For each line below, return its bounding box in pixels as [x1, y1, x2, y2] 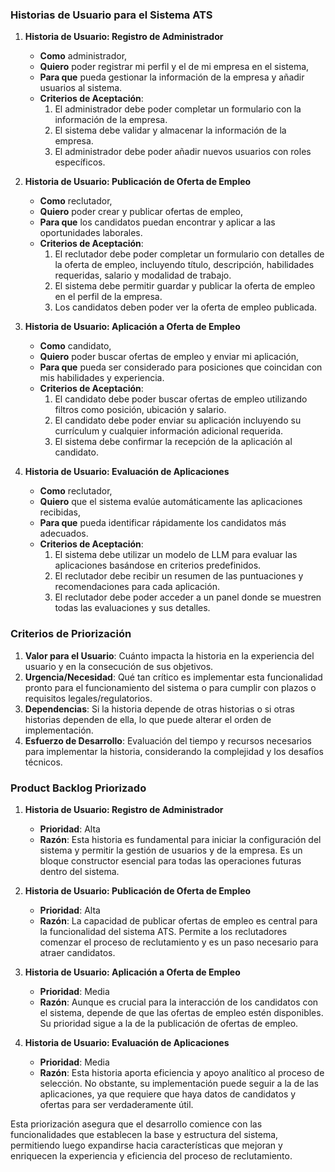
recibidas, [39, 506, 82, 518]
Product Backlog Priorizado [10, 781, 147, 795]
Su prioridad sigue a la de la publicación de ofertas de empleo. [39, 1017, 299, 1029]
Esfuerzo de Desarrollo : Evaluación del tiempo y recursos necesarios [24, 734, 312, 747]
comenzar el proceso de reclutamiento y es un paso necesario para [39, 936, 319, 948]
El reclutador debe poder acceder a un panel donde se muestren [54, 591, 322, 603]
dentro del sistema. [39, 865, 120, 877]
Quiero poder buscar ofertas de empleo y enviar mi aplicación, [39, 351, 300, 363]
